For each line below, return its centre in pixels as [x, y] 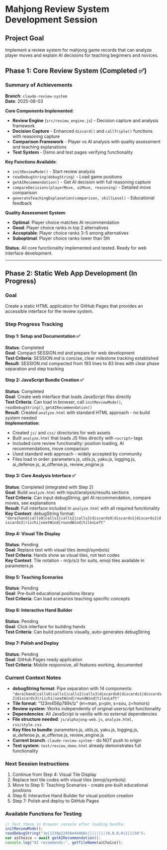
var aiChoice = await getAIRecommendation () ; [53, 838]
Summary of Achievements [39, 85]
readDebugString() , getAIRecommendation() [49, 407]
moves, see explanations [31, 503]
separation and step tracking [35, 368]
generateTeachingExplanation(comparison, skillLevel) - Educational [83, 198]
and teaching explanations [39, 147]
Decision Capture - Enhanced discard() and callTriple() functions [83, 131]
